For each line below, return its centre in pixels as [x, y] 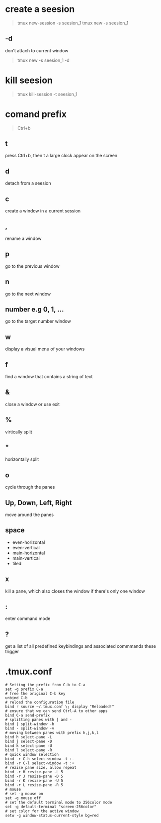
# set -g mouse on [24, 794]
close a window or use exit [33, 404]
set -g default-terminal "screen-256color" [51, 807]
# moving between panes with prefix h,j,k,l [52, 733]
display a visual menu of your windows [45, 349]
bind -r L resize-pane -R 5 [34, 785]
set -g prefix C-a [24, 689]
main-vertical [26, 558]
